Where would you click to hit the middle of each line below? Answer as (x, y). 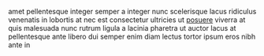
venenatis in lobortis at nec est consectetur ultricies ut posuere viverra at (127, 20)
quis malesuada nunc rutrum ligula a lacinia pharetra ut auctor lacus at (122, 28)
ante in (19, 45)
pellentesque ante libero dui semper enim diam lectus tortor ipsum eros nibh (132, 36)
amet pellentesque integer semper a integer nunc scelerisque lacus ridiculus (132, 11)
